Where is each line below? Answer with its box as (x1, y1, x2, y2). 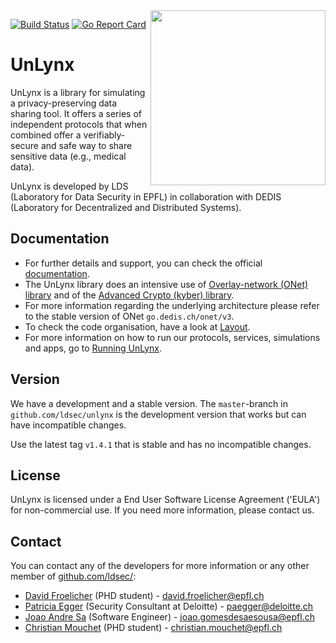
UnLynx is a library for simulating (10, 86, 146, 98)
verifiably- (83, 129, 126, 141)
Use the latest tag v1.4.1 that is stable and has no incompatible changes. (10, 438, 312, 450)
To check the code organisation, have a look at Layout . (24, 320, 251, 333)
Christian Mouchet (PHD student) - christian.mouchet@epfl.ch (24, 622, 283, 634)
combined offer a (10, 129, 82, 141)
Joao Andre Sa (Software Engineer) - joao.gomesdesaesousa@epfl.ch (24, 611, 315, 623)
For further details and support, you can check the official (24, 257, 263, 269)
